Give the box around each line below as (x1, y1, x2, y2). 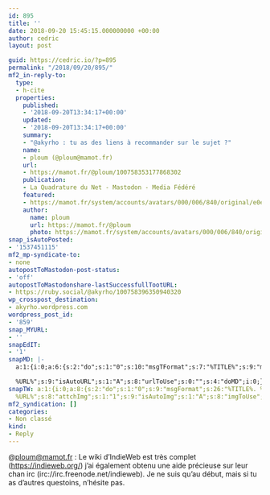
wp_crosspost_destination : (8, 295, 99, 304)
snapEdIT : (8, 340, 42, 349)
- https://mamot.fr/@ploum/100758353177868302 (22, 168, 182, 177)
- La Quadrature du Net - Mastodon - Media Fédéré (22, 184, 196, 192)
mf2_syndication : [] (8, 400, 78, 408)
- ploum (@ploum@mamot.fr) (22, 154, 113, 162)
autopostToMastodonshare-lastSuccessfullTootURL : (8, 281, 178, 289)
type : (15, 78, 35, 87)
